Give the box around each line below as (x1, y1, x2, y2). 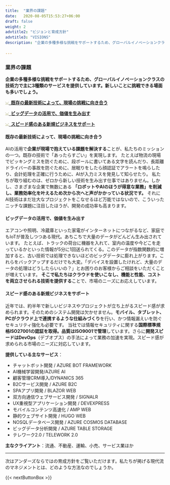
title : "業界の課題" (5, 8, 47, 13)
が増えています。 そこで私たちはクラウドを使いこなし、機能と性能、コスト (5, 272, 161, 278)
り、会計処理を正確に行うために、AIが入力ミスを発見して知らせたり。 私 (5, 171, 157, 177)
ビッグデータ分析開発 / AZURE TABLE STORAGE (12, 425, 113, 431)
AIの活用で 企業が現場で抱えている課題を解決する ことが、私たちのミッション (5, 146, 164, 152)
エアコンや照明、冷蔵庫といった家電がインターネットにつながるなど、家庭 (5, 228, 160, 234)
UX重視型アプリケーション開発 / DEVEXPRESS (12, 400, 110, 406)
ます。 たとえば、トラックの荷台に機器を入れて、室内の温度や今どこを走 (9, 240, 161, 246)
